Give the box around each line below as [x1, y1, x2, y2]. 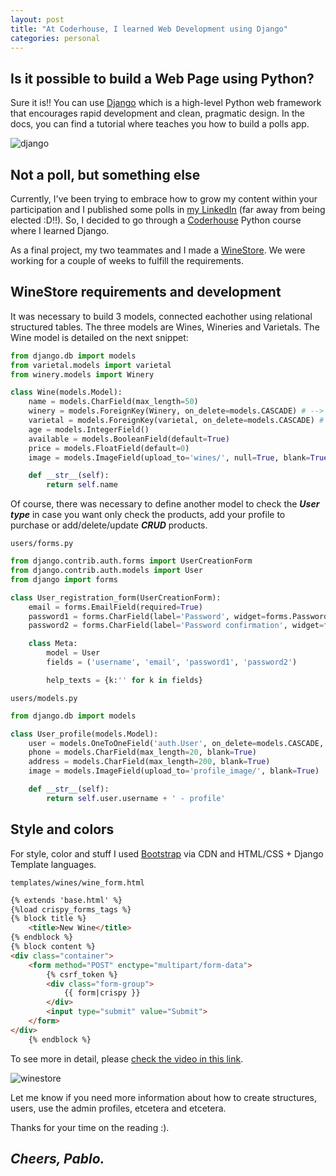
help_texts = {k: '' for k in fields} [46, 675, 203, 685]
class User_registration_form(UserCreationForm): [10, 592, 222, 603]
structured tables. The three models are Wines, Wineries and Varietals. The [10, 321, 320, 333]
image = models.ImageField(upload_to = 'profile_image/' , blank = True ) [28, 766, 320, 776]
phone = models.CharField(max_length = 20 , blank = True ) [28, 747, 257, 758]
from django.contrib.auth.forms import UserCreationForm [10, 556, 253, 566]
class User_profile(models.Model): [10, 729, 159, 739]
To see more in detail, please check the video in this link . [10, 1052, 244, 1065]
